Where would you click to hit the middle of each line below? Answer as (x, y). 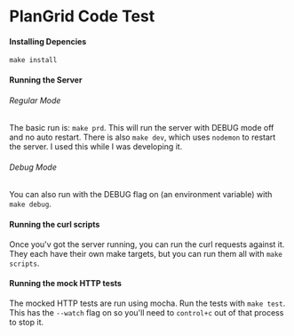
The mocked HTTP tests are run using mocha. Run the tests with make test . (147, 303)
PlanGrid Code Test (82, 16)
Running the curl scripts (55, 224)
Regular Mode (35, 100)
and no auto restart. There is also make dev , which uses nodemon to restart (143, 137)
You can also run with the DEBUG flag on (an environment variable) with (141, 195)
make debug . (30, 204)
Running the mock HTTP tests (66, 284)
